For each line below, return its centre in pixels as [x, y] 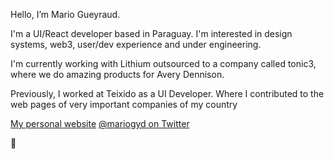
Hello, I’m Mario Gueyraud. [65, 14]
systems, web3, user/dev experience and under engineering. [136, 44]
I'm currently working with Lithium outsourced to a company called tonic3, [163, 63]
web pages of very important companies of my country [124, 104]
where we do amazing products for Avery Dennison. [117, 74]
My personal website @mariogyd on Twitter [100, 123]
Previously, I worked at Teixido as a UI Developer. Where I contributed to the [167, 93]
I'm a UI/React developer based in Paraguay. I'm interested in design [151, 33]
